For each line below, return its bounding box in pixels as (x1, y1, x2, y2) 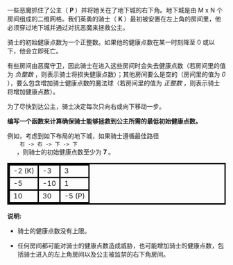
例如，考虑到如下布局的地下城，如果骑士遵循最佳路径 (7, 132, 159, 140)
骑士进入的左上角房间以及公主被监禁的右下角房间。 (23, 250, 170, 258)
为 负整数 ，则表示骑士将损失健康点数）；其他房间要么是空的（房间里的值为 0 (7, 70, 226, 78)
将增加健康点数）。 (7, 87, 59, 96)
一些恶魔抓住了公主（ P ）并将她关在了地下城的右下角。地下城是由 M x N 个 (7, 6, 223, 14)
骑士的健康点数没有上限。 (17, 227, 91, 234)
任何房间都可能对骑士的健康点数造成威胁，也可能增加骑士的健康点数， (17, 241, 218, 250)
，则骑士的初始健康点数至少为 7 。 (16, 148, 114, 156)
